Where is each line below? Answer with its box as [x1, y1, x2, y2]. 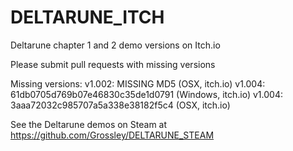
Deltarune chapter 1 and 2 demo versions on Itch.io [10, 39, 221, 51]
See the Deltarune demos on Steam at [10, 118, 168, 130]
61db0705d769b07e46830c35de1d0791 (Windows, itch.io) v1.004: [10, 88, 283, 100]
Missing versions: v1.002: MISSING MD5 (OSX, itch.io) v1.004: [10, 77, 266, 90]
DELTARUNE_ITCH [10, 6, 165, 29]
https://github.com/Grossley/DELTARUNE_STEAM [10, 129, 215, 141]
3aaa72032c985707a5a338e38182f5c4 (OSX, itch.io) [10, 99, 231, 111]
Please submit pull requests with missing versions [10, 58, 216, 70]
